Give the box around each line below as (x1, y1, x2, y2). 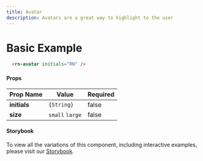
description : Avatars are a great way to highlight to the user (6, 15, 174, 21)
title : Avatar (6, 9, 43, 15)
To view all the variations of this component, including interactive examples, (6, 141, 197, 148)
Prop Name (9, 90, 43, 99)
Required (87, 90, 115, 99)
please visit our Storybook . (6, 148, 75, 155)
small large (48, 111, 82, 118)
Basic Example (6, 41, 83, 55)
